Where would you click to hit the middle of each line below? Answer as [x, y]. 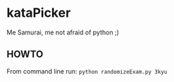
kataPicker [39, 13]
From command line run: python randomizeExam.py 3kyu [87, 71]
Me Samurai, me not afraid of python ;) [63, 32]
